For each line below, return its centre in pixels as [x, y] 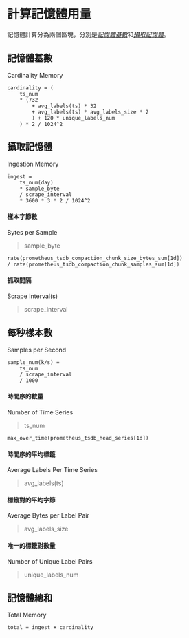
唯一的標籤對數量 [31, 545]
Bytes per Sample [32, 232]
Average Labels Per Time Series [53, 470]
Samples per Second [37, 350]
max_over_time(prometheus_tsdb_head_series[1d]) [78, 438]
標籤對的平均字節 [31, 500]
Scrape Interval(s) [33, 296]
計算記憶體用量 [49, 14]
